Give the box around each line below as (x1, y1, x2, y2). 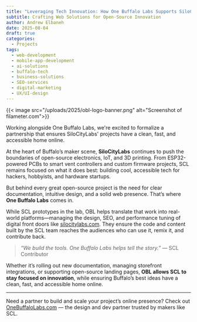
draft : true (6, 30, 35, 36)
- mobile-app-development (11, 57, 75, 63)
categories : (6, 36, 35, 42)
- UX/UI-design (11, 90, 49, 96)
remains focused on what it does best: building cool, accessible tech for (6, 167, 180, 174)
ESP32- (167, 154, 186, 161)
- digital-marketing (11, 85, 62, 91)
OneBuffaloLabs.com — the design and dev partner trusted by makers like (6, 303, 185, 311)
